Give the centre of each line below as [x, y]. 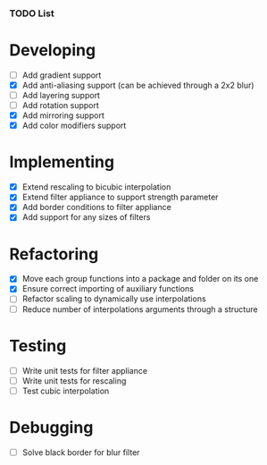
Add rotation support [61, 106]
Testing [38, 346]
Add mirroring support [63, 115]
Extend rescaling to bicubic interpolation [96, 187]
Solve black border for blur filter [81, 452]
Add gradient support [62, 75]
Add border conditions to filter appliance [96, 207]
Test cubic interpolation [66, 391]
